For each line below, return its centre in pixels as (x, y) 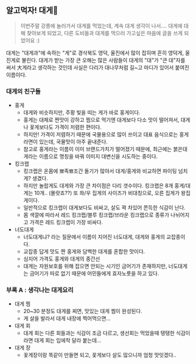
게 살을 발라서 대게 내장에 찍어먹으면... (67, 318)
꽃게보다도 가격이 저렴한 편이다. (66, 127)
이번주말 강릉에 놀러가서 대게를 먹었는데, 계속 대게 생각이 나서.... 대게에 (101, 26)
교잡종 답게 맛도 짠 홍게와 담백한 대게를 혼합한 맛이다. (84, 252)
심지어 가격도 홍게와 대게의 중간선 (62, 259)
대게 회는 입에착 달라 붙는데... (68, 341)
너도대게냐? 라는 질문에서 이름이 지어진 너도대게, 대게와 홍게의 (94, 237)
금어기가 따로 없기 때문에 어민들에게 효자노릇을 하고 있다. (94, 273)
